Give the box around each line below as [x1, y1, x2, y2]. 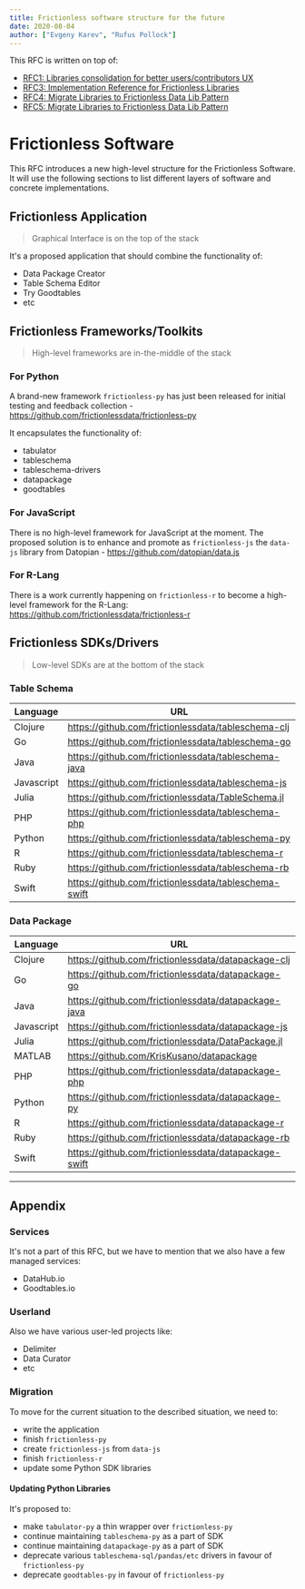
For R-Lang [9, 569, 60, 582]
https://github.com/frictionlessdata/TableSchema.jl [67, 790, 284, 803]
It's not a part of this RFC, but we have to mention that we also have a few [9, 1245, 286, 1257]
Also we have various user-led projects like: [9, 1326, 172, 1337]
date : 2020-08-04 [9, 22, 75, 31]
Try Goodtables [22, 288, 82, 299]
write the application [22, 1424, 100, 1435]
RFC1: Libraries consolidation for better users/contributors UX [22, 73, 254, 83]
